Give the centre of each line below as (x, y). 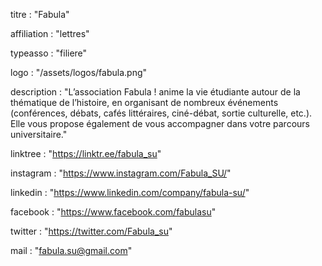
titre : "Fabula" (40, 14)
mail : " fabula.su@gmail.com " (71, 250)
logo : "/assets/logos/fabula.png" (79, 72)
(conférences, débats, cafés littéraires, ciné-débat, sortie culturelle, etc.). (161, 113)
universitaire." (39, 134)
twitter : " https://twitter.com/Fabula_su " (91, 231)
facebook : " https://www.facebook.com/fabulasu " (113, 212)
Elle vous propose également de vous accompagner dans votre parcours (160, 123)
